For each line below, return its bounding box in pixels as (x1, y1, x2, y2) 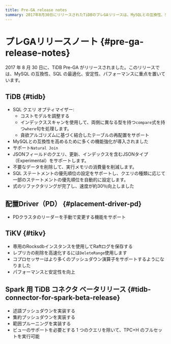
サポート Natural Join (12, 145, 59, 151)
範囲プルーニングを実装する (12, 320, 71, 327)
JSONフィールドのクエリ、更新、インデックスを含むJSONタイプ (12, 151, 149, 157)
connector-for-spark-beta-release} (5, 293, 121, 302)
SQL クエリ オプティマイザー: (12, 107, 75, 113)
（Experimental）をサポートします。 (12, 158, 89, 164)
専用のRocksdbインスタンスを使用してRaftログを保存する (12, 243, 133, 249)
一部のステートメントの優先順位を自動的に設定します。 (12, 177, 129, 183)
